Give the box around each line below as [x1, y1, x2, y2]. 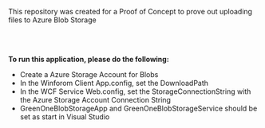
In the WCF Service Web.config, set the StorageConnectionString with [19, 87, 251, 96]
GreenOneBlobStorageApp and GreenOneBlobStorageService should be [19, 103, 258, 113]
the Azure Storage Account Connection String [19, 95, 172, 104]
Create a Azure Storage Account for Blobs [19, 70, 159, 79]
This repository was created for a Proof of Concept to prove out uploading [8, 7, 253, 16]
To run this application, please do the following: [8, 55, 169, 64]
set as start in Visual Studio [19, 112, 110, 122]
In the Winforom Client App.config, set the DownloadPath [19, 79, 209, 87]
